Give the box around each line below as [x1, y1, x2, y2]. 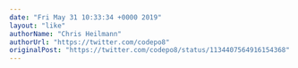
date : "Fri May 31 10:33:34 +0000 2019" [9, 12, 163, 22]
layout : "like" [9, 21, 66, 30]
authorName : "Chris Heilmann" [9, 29, 123, 38]
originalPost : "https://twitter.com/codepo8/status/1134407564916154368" [9, 46, 291, 55]
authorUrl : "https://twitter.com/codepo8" [9, 37, 170, 47]
